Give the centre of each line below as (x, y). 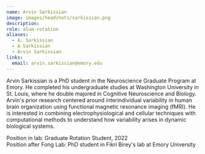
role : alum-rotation (33, 29)
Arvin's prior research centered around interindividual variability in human (99, 100)
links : (15, 57)
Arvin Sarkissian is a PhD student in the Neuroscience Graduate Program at (101, 81)
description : (23, 23)
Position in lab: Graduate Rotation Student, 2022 (67, 137)
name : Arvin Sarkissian (37, 12)
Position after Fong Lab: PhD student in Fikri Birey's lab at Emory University (101, 144)
